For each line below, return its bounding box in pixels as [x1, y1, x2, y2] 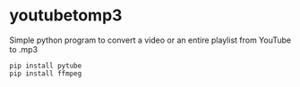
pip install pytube [9, 61, 82, 70]
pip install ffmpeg [9, 68, 82, 78]
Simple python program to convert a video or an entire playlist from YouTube [9, 35, 292, 45]
